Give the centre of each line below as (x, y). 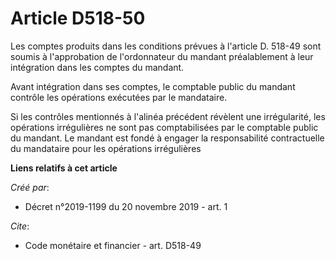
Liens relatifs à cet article (64, 168)
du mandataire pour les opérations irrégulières (106, 148)
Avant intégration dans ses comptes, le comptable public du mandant (153, 86)
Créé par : (30, 187)
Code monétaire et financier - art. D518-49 (113, 245)
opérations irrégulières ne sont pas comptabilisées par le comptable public (164, 127)
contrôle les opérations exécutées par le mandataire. (119, 97)
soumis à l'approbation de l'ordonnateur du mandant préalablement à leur (162, 56)
